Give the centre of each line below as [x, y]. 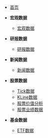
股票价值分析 [30, 103]
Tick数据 [26, 91]
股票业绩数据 [30, 109]
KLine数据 [27, 97]
